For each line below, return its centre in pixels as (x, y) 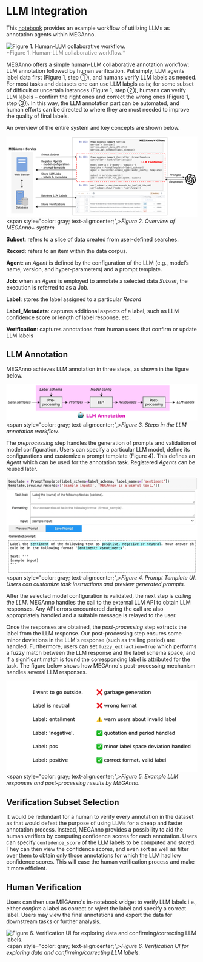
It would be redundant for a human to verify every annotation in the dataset (100, 816)
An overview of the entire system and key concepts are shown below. (93, 127)
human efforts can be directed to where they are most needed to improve (98, 109)
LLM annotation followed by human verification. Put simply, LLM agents (95, 70)
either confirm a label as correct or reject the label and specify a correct (96, 908)
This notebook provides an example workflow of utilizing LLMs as (88, 28)
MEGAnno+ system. (31, 227)
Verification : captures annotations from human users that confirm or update (101, 329)
